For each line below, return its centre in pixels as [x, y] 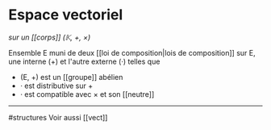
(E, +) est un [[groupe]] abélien [71, 77]
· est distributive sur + [56, 86]
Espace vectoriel [66, 15]
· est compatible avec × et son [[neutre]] [87, 94]
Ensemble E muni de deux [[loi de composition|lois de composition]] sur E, [132, 52]
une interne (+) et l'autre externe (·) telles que [84, 61]
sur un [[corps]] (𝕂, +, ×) [50, 37]
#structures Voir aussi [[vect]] [58, 117]
